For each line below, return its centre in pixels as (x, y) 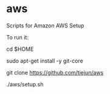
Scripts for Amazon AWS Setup (45, 25)
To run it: (18, 37)
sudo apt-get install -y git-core (45, 61)
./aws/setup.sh (25, 84)
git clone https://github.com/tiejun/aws (55, 72)
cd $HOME (20, 49)
